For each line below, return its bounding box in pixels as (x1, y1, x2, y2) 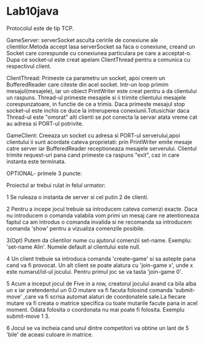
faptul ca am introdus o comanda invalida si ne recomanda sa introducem (6, 218, 192, 225)
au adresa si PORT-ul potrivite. (6, 119, 84, 127)
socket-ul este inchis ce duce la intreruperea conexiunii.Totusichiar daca (6, 107, 190, 114)
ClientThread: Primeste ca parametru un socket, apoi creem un (6, 74, 166, 81)
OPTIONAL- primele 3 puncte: (6, 170, 82, 177)
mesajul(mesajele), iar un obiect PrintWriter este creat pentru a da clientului (6, 87, 198, 94)
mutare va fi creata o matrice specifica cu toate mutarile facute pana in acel (6, 299, 198, 307)
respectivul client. (6, 62, 52, 70)
